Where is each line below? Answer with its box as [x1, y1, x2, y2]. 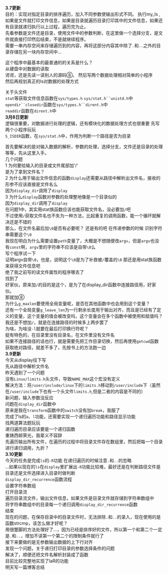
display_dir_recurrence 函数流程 [5, 477, 72, 482]
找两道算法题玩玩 [5, 420, 40, 426]
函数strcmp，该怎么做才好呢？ [5, 520, 68, 526]
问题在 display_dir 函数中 [5, 401, 56, 407]
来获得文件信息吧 [5, 263, 40, 269]
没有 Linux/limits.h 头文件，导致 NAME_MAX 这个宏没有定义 [5, 376, 120, 382]
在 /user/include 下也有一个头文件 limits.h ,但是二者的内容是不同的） [5, 389, 146, 394]
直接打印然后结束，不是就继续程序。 [13, 36, 88, 42]
